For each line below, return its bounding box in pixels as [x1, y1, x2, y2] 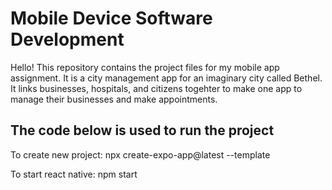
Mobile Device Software [10, 7, 213, 30]
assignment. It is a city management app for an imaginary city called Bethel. [10, 72, 323, 84]
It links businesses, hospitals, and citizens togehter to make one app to [10, 82, 303, 94]
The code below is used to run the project [10, 122, 275, 139]
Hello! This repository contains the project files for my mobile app [10, 61, 280, 73]
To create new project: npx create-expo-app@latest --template [10, 148, 271, 161]
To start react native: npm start [10, 168, 138, 180]
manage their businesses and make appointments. [10, 93, 218, 105]
